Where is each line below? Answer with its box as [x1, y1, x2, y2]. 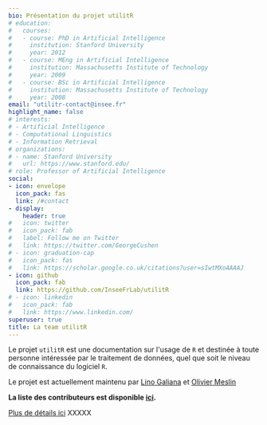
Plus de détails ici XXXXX [8, 408, 92, 418]
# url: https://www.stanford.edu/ [8, 160, 130, 168]
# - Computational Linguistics [8, 130, 112, 138]
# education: [8, 19, 52, 27]
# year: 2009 [8, 71, 66, 79]
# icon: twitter [8, 219, 69, 227]
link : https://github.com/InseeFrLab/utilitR [15, 286, 170, 294]
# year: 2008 [8, 93, 66, 101]
